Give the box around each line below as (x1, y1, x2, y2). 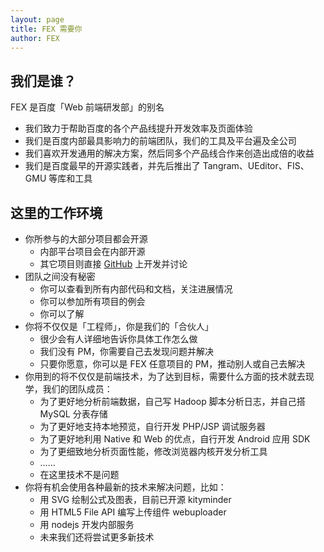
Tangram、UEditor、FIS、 (202, 160, 310, 172)
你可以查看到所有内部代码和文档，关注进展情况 (39, 283, 233, 295)
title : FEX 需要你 (10, 24, 83, 34)
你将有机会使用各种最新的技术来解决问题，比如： (24, 481, 227, 493)
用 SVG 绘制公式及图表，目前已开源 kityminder (39, 494, 232, 505)
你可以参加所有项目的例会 (39, 296, 146, 307)
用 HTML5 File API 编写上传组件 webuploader (39, 506, 227, 518)
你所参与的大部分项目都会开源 (24, 233, 148, 245)
